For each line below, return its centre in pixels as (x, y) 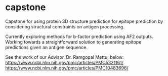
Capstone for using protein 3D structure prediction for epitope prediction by (84, 21)
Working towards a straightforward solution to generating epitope (73, 42)
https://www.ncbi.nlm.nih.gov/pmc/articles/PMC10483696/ (67, 68)
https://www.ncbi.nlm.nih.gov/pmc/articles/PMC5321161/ (65, 62)
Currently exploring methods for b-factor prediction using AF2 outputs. (79, 36)
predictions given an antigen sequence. (46, 47)
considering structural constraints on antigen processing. (65, 26)
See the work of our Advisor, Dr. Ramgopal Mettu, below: (65, 57)
